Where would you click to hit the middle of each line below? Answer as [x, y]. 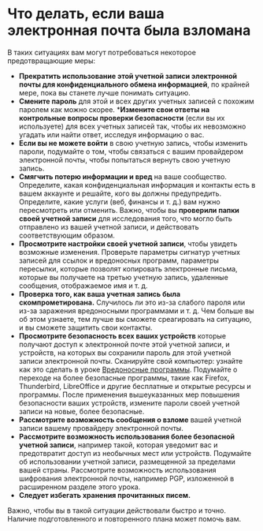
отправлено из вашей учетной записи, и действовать [109, 226]
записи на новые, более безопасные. [81, 411]
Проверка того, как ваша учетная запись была [100, 294]
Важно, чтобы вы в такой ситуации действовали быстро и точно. [117, 510]
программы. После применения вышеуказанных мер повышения [129, 395]
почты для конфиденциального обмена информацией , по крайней [134, 84]
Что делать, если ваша [86, 14]
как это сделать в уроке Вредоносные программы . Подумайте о [128, 369]
